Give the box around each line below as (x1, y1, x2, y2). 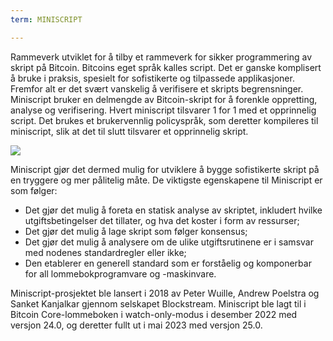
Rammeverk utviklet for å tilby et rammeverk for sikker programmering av (10, 51, 313, 63)
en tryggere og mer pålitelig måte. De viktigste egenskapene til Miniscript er (10, 174, 323, 186)
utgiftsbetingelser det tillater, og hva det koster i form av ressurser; (24, 214, 300, 226)
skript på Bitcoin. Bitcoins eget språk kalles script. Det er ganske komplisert (10, 61, 322, 73)
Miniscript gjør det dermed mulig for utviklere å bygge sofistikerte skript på (10, 163, 320, 175)
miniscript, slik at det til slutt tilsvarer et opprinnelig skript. (10, 125, 249, 137)
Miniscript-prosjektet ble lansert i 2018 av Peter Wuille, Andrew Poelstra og (10, 287, 320, 299)
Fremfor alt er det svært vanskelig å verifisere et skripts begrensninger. (10, 82, 304, 95)
